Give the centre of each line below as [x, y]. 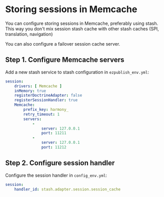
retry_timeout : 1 [41, 114]
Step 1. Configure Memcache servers [65, 60]
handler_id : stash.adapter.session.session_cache [68, 189]
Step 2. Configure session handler [60, 163]
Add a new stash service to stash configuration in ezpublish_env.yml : [77, 72]
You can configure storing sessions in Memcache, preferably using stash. [82, 23]
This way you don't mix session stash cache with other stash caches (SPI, [82, 28]
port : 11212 [54, 147]
